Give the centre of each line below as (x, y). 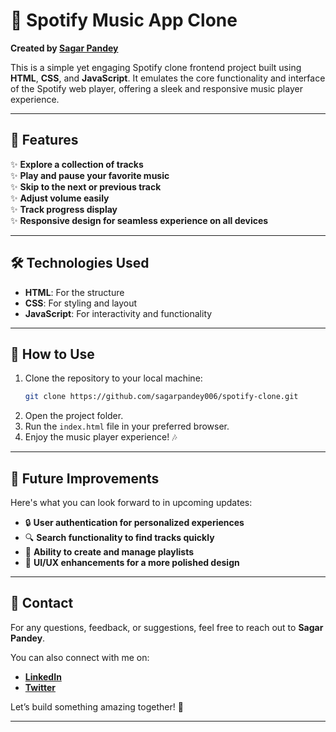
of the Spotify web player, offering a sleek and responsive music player (156, 88)
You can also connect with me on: (80, 657)
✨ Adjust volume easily (60, 198)
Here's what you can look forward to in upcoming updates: (131, 503)
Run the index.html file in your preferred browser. (127, 426)
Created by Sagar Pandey (64, 48)
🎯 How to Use (52, 354)
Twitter (40, 687)
